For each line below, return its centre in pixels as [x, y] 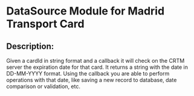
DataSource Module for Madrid [86, 11]
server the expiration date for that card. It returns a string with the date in [97, 67]
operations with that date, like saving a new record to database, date [92, 80]
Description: [30, 46]
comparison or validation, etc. [43, 86]
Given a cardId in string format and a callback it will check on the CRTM [95, 61]
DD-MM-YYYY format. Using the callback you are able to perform [88, 73]
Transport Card [45, 24]
